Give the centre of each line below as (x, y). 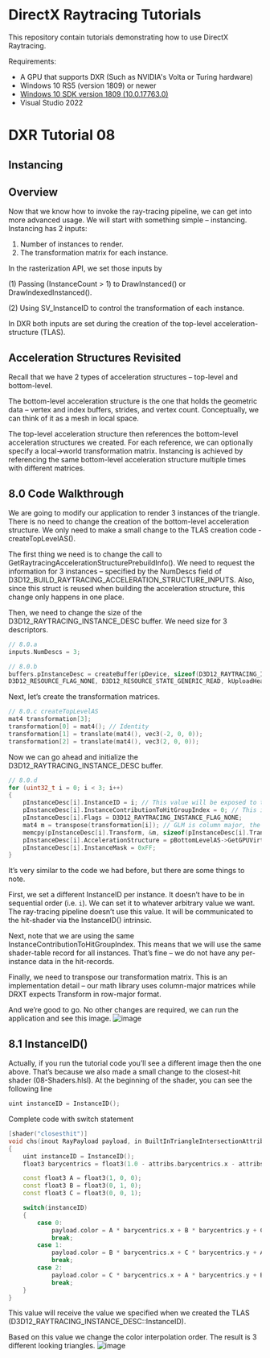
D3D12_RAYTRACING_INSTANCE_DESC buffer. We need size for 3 (118, 621)
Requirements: (32, 61)
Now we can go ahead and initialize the (74, 757)
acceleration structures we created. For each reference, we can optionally (131, 443)
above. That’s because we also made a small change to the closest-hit (125, 1072)
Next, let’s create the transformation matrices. (84, 697)
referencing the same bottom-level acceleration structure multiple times (127, 460)
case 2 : (50, 1268)
